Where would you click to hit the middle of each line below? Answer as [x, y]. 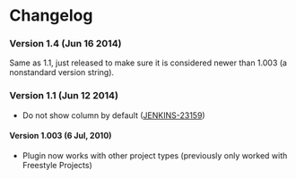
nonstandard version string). [62, 72]
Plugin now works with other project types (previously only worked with [155, 155]
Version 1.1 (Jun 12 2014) [64, 96]
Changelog [51, 16]
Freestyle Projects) [57, 165]
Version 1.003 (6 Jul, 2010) [61, 136]
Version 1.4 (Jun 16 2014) [65, 44]
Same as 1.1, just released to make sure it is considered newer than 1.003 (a [148, 63]
